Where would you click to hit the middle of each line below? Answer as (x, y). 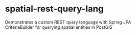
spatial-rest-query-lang (55, 9)
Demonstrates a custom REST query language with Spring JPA (68, 22)
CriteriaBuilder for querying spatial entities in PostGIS (59, 27)
